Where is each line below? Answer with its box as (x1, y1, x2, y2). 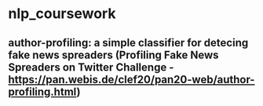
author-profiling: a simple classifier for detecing (8, 36, 249, 49)
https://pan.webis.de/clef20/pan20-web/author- (8, 72, 255, 86)
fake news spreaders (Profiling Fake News (8, 48, 219, 61)
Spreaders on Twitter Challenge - (8, 60, 174, 74)
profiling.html (8, 85, 77, 98)
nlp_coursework (8, 5, 116, 23)
